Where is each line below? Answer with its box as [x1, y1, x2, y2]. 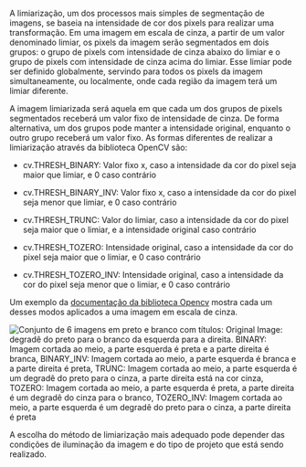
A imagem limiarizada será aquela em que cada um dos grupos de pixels [9, 103, 283, 113]
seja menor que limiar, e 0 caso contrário [22, 196, 177, 207]
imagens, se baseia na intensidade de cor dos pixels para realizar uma [9, 17, 274, 28]
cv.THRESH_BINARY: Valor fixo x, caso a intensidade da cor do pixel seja [22, 160, 297, 170]
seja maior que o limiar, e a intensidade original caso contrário [22, 224, 257, 235]
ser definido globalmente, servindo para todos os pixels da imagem [9, 66, 263, 77]
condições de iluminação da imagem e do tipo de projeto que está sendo [9, 439, 284, 450]
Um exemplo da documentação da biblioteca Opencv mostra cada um [9, 297, 273, 307]
